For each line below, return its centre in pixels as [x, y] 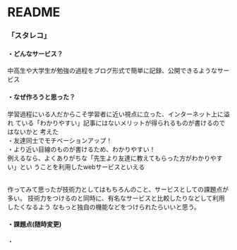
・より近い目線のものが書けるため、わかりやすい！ [81, 149]
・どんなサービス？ [35, 54]
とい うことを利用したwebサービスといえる [82, 167]
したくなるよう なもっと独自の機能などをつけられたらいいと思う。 [104, 207]
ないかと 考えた [36, 132]
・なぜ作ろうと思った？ [41, 96]
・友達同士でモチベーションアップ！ [60, 140]
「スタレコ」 [29, 36]
